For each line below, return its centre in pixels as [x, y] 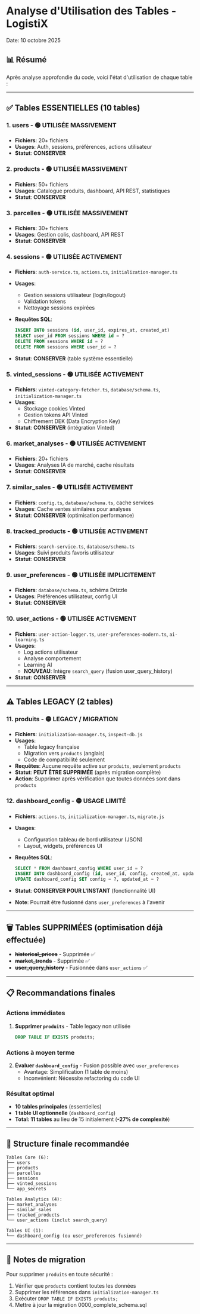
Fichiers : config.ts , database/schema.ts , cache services [84, 503]
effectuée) [26, 940]
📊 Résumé [26, 60]
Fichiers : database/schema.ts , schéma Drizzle [71, 590]
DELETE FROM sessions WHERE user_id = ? [65, 347]
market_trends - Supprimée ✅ [52, 961]
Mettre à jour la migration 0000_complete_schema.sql [81, 1304]
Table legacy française [51, 747]
